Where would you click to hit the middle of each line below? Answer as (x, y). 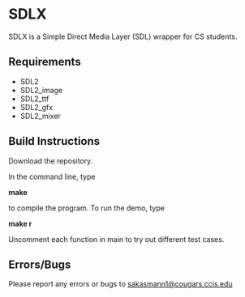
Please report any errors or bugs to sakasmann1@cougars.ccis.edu (120, 284)
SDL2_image (41, 90)
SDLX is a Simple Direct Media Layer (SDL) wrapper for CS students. (123, 36)
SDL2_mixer (40, 116)
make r (20, 223)
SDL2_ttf (34, 99)
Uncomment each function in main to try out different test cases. (116, 239)
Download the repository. (51, 161)
